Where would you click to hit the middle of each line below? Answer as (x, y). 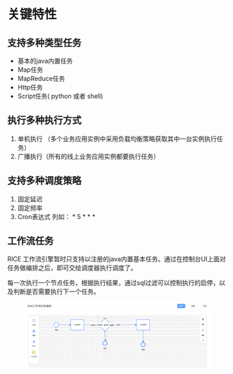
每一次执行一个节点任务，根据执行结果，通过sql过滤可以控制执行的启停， (113, 283)
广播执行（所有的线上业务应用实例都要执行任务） (88, 156)
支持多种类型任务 (44, 43)
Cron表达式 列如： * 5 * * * (56, 216)
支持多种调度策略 (44, 181)
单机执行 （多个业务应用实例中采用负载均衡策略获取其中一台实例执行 (117, 139)
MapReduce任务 (41, 79)
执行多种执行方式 (44, 120)
